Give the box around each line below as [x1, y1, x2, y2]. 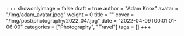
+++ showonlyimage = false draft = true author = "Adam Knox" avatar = [6, 5, 179, 12]
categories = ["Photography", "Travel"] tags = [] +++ [24, 23, 151, 30]
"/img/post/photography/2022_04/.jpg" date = [6, 17, 117, 24]
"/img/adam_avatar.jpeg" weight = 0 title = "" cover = [6, 11, 134, 18]
